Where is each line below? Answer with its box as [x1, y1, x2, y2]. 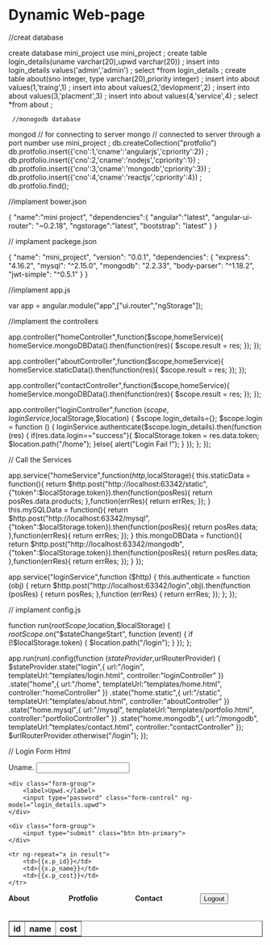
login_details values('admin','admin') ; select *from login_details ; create [8, 65, 247, 74]
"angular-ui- [211, 212, 252, 221]
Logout [203, 894, 225, 903]
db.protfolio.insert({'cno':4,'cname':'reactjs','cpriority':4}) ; [8, 172, 202, 182]
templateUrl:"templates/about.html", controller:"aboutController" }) [8, 696, 230, 706]
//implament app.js [8, 285, 71, 294]
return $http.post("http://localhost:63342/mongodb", [8, 539, 185, 549]
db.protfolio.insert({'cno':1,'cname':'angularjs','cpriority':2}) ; [8, 146, 208, 156]
